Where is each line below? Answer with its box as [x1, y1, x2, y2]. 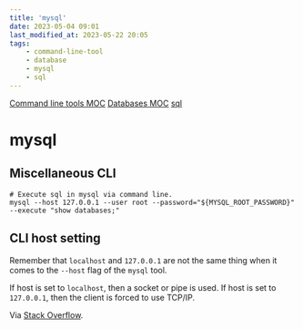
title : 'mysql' [9, 13, 67, 23]
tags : [9, 38, 30, 48]
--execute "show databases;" [9, 206, 120, 215]
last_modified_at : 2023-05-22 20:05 [9, 30, 148, 39]
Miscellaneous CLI [9, 166, 116, 181]
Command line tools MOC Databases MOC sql [9, 98, 183, 108]
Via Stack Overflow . [9, 309, 84, 320]
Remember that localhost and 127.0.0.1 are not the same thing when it [9, 254, 278, 265]
